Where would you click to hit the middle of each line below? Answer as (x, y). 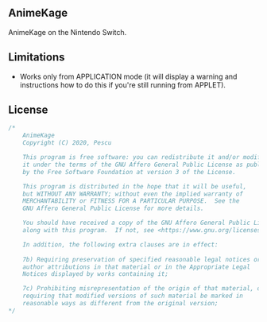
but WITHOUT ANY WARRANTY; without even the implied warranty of (133, 194)
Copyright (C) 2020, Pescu (67, 143)
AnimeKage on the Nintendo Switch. (68, 32)
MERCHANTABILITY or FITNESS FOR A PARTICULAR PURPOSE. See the (131, 201)
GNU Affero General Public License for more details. (113, 209)
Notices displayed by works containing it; (96, 274)
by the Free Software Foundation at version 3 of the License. (130, 172)
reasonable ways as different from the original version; (120, 304)
